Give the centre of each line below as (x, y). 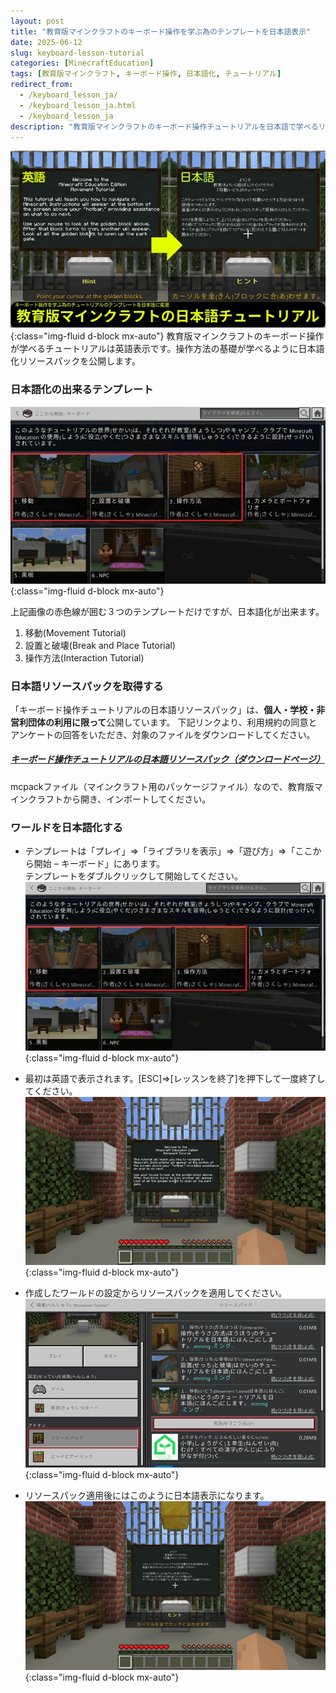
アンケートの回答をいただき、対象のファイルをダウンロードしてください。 (163, 734)
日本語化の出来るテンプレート (82, 390)
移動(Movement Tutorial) (75, 632)
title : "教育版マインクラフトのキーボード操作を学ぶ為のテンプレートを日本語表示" (161, 31)
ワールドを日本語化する (66, 827)
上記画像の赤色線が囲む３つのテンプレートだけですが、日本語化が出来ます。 (167, 611)
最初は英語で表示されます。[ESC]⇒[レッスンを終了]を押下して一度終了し (175, 1078)
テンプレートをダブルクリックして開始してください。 (134, 876)
